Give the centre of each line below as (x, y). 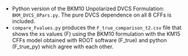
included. (23, 21)
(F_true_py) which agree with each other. (63, 46)
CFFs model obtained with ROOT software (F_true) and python (89, 40)
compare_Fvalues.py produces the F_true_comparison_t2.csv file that (97, 27)
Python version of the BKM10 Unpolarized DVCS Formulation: (88, 9)
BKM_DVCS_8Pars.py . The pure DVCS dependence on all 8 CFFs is (92, 15)
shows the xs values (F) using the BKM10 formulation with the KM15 (96, 34)
